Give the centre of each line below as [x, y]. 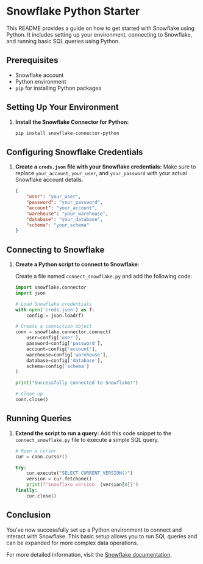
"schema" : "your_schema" [58, 225]
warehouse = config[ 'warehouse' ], [67, 355]
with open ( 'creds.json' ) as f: [55, 309]
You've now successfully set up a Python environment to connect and [94, 530]
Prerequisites [32, 60]
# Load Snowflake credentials [54, 304]
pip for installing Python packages [58, 88]
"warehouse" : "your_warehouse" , [67, 214]
